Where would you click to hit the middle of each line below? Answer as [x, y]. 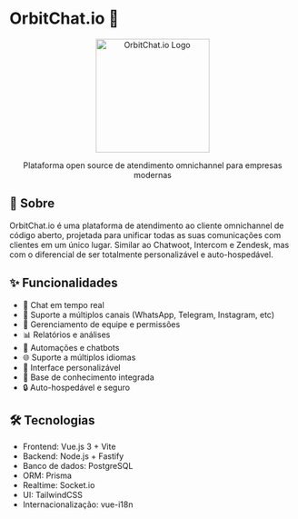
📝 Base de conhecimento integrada [88, 377]
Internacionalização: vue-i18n [78, 504]
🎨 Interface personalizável [71, 367]
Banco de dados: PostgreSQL [78, 466]
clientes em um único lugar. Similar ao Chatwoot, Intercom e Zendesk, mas [149, 245]
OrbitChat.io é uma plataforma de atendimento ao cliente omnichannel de [147, 225]
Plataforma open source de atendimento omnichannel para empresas [153, 165]
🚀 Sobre [32, 204]
